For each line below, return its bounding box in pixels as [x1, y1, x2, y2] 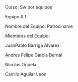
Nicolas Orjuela [5, 62, 37, 67]
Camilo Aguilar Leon [5, 71, 47, 77]
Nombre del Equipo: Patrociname [5, 23, 73, 29]
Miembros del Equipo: [5, 33, 50, 39]
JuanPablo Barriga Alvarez [5, 42, 60, 48]
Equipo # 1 [5, 14, 27, 19]
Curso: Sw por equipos [5, 4, 52, 10]
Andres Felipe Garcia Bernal [5, 52, 63, 58]
